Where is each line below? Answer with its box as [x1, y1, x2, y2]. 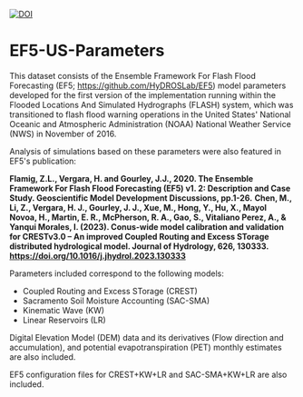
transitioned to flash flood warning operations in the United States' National [9, 109, 291, 120]
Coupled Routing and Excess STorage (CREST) [22, 285, 198, 296]
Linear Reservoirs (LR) [22, 314, 106, 325]
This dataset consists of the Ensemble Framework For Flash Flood [9, 70, 257, 81]
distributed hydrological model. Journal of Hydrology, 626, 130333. [9, 241, 269, 252]
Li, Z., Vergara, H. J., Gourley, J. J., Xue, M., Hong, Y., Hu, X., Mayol [9, 202, 268, 213]
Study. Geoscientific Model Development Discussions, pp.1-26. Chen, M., [9, 192, 292, 203]
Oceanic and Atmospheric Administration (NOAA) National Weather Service [9, 118, 292, 129]
